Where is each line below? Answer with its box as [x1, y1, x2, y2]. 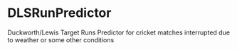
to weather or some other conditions [7, 35, 115, 44]
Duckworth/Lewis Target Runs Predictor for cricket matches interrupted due [7, 28, 230, 37]
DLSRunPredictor [7, 5, 112, 21]
